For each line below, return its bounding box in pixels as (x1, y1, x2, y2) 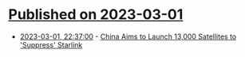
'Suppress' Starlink (19, 40, 83, 49)
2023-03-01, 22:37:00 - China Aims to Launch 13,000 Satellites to (19, 32, 237, 41)
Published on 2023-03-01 (8, 6, 184, 24)
